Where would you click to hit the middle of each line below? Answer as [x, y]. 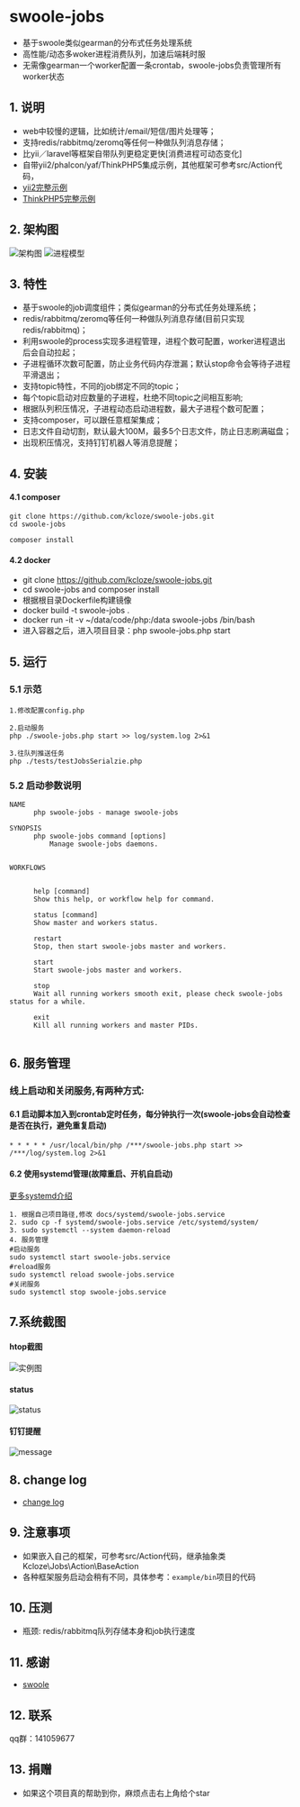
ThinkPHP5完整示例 [59, 198]
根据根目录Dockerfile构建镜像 [77, 600]
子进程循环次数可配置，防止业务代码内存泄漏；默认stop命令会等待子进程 [156, 364]
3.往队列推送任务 [37, 753]
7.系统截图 [38, 1322]
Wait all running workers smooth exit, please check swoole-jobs [158, 994]
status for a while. [48, 1002]
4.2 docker [30, 559]
